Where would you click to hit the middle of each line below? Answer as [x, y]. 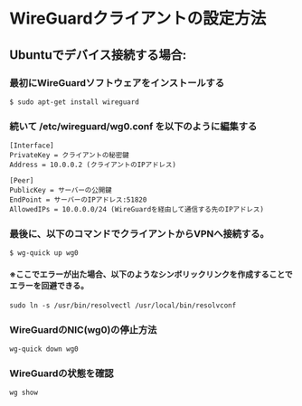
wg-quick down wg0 [44, 349]
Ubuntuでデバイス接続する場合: [98, 55]
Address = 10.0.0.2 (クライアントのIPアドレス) [93, 165]
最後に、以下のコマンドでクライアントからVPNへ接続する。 [139, 234]
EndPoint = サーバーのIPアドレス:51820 [78, 200]
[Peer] [22, 181]
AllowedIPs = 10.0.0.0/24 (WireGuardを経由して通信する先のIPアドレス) [137, 210]
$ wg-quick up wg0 [44, 253]
